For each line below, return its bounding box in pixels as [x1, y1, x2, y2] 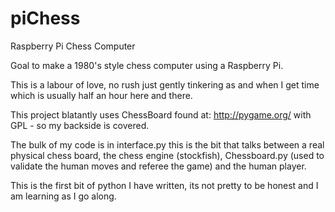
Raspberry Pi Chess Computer [10, 40, 136, 52]
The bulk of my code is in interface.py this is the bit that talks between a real [10, 138, 325, 151]
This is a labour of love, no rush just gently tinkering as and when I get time [10, 78, 320, 91]
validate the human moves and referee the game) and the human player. [10, 160, 307, 172]
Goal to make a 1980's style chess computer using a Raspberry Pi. [10, 59, 284, 71]
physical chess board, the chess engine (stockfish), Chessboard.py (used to [10, 149, 325, 161]
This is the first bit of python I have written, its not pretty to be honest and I [10, 179, 319, 191]
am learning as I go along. [10, 190, 117, 202]
